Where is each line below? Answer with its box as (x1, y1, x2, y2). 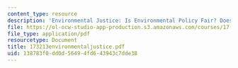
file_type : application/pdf (7, 30, 91, 38)
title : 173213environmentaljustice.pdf (7, 43, 125, 50)
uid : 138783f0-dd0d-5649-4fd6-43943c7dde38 (7, 50, 138, 57)
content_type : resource (7, 10, 78, 18)
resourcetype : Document (7, 37, 78, 44)
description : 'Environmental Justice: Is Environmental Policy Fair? (7, 17, 217, 24)
